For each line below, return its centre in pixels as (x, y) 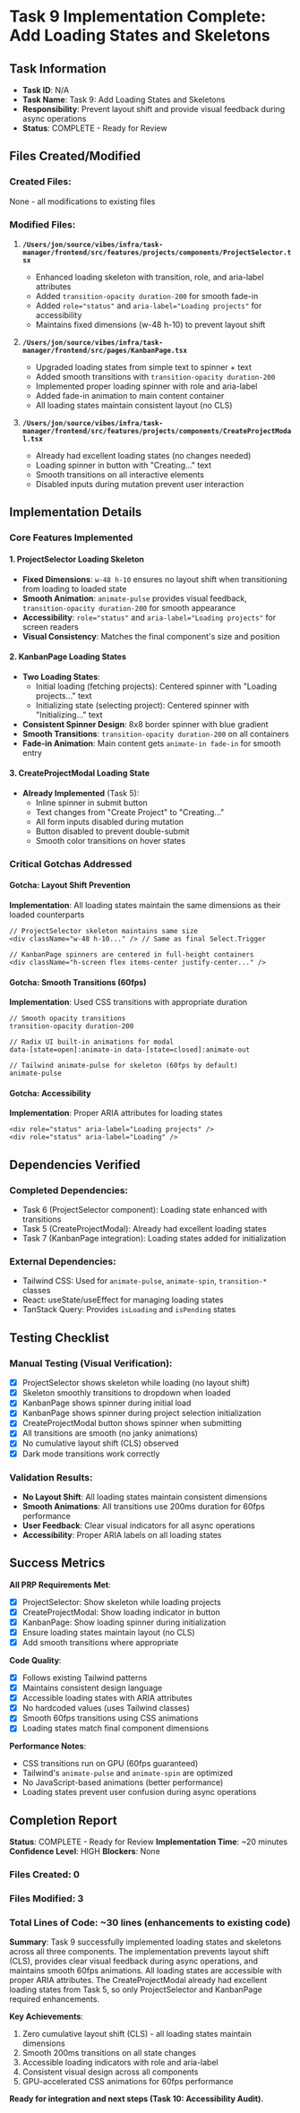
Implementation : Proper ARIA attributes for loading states (116, 1113)
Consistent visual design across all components (110, 2072)
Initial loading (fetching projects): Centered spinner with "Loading (156, 686)
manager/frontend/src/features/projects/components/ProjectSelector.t (157, 253)
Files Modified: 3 (47, 1899)
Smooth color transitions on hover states (111, 840)
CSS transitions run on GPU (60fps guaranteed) (110, 1764)
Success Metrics (57, 1563)
